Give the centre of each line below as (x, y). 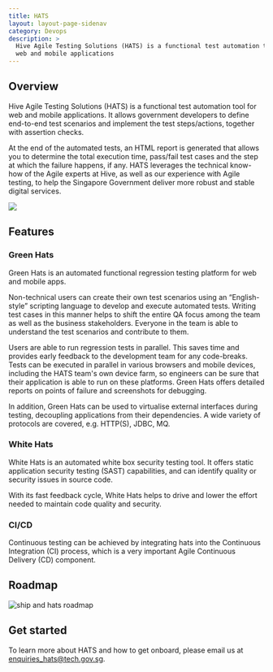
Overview (34, 87)
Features (31, 232)
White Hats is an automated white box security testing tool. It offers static (131, 462)
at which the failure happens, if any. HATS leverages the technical (119, 165)
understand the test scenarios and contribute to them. (99, 332)
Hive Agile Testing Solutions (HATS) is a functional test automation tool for (133, 106)
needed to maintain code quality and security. (85, 504)
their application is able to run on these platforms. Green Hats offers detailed (136, 382)
